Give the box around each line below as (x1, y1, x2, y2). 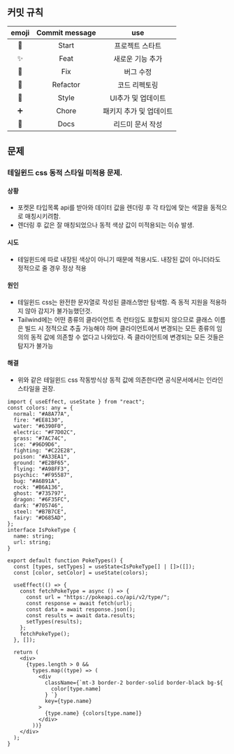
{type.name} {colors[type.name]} (44, 709, 142, 717)
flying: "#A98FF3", (13, 465, 71, 473)
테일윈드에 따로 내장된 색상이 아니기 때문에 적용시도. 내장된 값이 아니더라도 (17, 255, 221, 263)
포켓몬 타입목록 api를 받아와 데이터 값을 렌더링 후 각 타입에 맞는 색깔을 (17, 203, 209, 212)
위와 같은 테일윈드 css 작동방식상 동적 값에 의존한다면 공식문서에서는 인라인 (17, 376, 224, 384)
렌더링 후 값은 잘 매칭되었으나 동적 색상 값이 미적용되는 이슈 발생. (17, 221, 194, 229)
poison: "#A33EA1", (13, 453, 71, 460)
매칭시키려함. (24, 212, 61, 221)
